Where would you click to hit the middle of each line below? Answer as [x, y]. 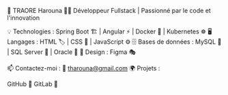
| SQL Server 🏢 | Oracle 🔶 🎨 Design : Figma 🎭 [71, 52]
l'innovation [23, 18]
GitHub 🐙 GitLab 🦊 [32, 84]
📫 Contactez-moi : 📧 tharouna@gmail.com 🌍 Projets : [84, 68]
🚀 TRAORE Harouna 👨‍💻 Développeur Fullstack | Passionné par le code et [109, 11]
